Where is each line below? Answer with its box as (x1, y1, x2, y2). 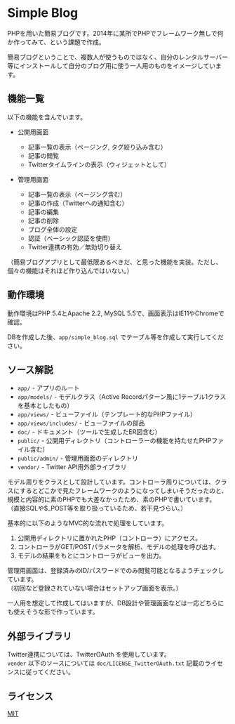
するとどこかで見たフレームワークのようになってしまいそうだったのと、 (20, 487, 228, 495)
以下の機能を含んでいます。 (7, 112, 86, 121)
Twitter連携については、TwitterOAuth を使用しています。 (7, 650, 170, 659)
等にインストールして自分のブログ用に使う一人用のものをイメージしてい (7, 61, 216, 70)
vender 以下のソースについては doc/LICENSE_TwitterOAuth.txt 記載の (7, 659, 205, 668)
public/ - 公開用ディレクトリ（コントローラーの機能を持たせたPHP (17, 437, 212, 445)
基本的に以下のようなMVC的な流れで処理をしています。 (7, 519, 168, 527)
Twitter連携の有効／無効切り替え (27, 242, 123, 251)
